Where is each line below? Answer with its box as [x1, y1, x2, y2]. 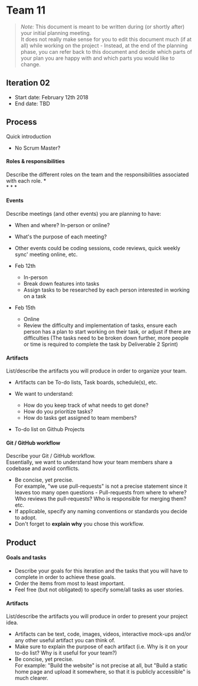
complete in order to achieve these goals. [14, 573, 116, 580]
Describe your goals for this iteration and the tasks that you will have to [14, 567, 188, 574]
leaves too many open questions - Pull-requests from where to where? [14, 489, 187, 496]
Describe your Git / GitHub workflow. [6, 452, 96, 460]
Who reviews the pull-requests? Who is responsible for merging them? [14, 495, 187, 503]
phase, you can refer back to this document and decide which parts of [20, 48, 192, 55]
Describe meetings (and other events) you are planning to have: [6, 210, 161, 217]
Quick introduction [6, 132, 51, 140]
